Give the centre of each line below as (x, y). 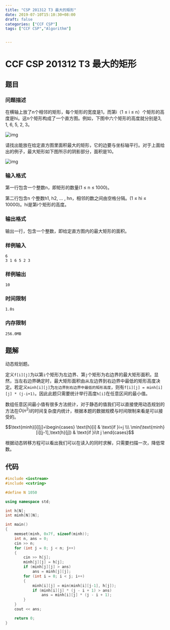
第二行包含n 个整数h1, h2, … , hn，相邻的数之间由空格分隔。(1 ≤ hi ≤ (76, 198)
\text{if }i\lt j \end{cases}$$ (105, 432)
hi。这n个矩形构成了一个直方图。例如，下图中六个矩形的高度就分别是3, (88, 118)
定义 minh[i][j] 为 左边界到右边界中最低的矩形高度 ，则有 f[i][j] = (82, 387)
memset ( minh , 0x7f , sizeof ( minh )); (52, 534)
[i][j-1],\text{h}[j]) (54, 432)
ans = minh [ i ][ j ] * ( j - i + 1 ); (77, 595)
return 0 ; (25, 618)
